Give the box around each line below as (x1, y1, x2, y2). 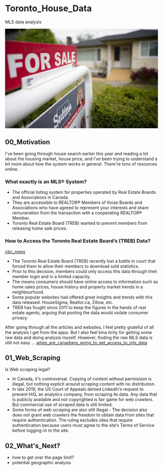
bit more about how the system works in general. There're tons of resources (5, 161, 158, 167)
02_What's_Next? (5, 441, 61, 450)
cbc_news (5, 249, 26, 254)
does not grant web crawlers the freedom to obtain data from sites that (12, 412, 154, 418)
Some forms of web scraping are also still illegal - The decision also (12, 407, 147, 413)
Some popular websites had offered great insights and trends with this (12, 294, 153, 300)
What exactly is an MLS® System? (5, 178, 87, 185)
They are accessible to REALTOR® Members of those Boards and (12, 200, 142, 205)
